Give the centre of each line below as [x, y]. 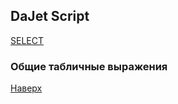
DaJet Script [50, 16]
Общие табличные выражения [89, 66]
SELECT [27, 40]
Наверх [26, 88]
